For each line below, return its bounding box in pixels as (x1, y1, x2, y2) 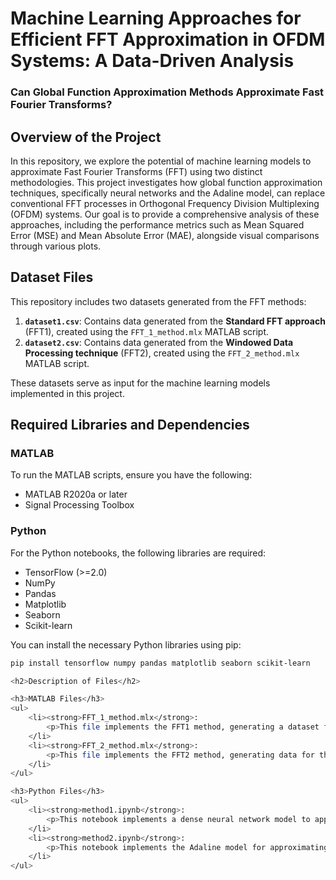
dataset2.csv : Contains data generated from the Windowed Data (24, 336, 294, 348)
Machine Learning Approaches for (10, 7, 302, 30)
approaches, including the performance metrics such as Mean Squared (10, 218, 305, 231)
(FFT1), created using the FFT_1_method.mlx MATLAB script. (24, 325, 270, 337)
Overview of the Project (10, 128, 162, 146)
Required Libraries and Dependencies (10, 417, 250, 434)
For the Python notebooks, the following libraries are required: (10, 547, 267, 559)
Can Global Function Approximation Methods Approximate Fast (10, 85, 325, 99)
